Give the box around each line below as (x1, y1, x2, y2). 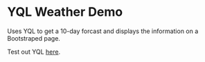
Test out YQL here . (7, 48, 61, 56)
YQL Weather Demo (7, 4, 123, 20)
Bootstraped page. (7, 34, 61, 42)
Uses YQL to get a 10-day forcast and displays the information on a (7, 27, 199, 35)
